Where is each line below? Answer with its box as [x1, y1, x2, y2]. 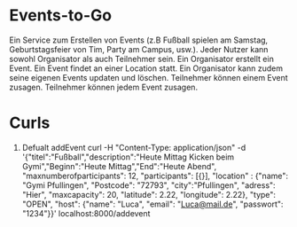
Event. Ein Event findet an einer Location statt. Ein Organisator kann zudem [9, 63, 284, 74]
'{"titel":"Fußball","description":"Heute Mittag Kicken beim [21, 152, 235, 162]
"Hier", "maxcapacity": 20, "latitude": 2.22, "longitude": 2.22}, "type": [21, 189, 277, 200]
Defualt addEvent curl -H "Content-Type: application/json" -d [21, 142, 246, 153]
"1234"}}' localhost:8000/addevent [21, 207, 151, 218]
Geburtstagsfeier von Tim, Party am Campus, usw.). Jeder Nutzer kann [9, 43, 269, 54]
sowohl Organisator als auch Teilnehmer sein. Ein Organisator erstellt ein [9, 53, 275, 64]
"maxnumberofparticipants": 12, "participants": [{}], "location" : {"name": [21, 170, 289, 181]
